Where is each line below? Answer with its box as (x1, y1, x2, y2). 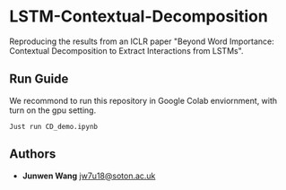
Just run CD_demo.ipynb (9, 122, 99, 131)
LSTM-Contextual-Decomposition (9, 6, 269, 27)
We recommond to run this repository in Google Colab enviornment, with (9, 95, 278, 106)
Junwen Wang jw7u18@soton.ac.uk (22, 170, 156, 181)
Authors (9, 146, 56, 162)
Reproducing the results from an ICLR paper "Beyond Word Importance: (9, 36, 275, 47)
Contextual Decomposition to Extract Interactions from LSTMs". (9, 45, 244, 56)
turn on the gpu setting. (9, 105, 97, 116)
